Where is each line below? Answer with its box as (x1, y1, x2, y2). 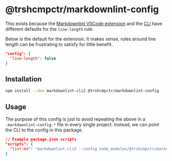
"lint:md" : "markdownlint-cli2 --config (10, 146, 97, 151)
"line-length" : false (10, 56, 56, 61)
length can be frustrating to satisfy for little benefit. (5, 41, 113, 47)
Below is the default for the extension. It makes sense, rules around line (5, 36, 156, 42)
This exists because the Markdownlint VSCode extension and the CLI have (5, 20, 163, 27)
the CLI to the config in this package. (5, 127, 83, 133)
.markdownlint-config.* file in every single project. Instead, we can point (5, 122, 160, 128)
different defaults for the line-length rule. (5, 26, 94, 32)
